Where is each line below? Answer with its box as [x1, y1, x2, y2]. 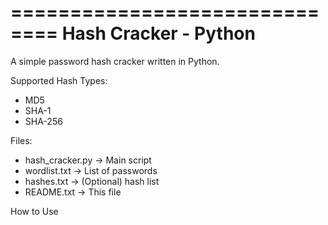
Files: [10, 134, 33, 146]
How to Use [10, 205, 59, 217]
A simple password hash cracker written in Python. [10, 55, 220, 67]
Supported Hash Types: [10, 74, 108, 86]
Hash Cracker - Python [61, 22, 256, 45]
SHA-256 [24, 115, 63, 127]
